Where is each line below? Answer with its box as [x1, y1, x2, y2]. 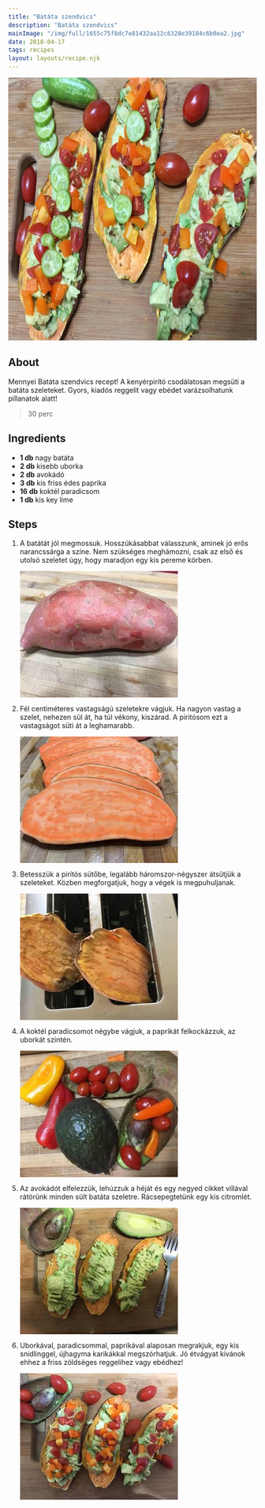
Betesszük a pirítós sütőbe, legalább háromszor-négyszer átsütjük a [19, 869, 241, 879]
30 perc [27, 409, 54, 418]
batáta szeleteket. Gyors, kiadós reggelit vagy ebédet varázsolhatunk [8, 385, 233, 394]
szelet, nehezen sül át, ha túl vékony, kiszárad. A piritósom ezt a [19, 712, 229, 722]
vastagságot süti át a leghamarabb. [19, 721, 135, 730]
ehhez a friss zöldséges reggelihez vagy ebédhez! [19, 1358, 184, 1367]
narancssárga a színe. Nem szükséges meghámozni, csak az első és [19, 547, 243, 556]
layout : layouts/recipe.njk [8, 55, 101, 62]
